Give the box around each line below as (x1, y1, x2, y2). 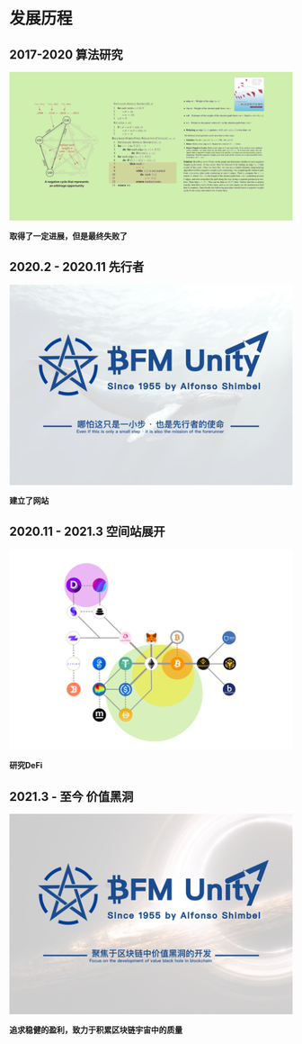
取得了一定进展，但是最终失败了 (9, 231, 128, 241)
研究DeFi (9, 760, 43, 771)
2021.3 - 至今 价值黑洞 (9, 789, 134, 804)
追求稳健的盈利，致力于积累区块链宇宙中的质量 (9, 1024, 182, 1036)
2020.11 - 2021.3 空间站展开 (9, 524, 165, 540)
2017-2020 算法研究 (9, 47, 123, 62)
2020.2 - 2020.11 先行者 (9, 259, 145, 275)
